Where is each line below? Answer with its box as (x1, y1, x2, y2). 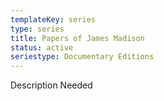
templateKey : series (10, 14, 97, 25)
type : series (10, 24, 65, 34)
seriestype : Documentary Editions (10, 52, 155, 62)
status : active (10, 42, 74, 53)
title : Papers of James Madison (10, 33, 145, 43)
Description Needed (10, 79, 93, 91)
